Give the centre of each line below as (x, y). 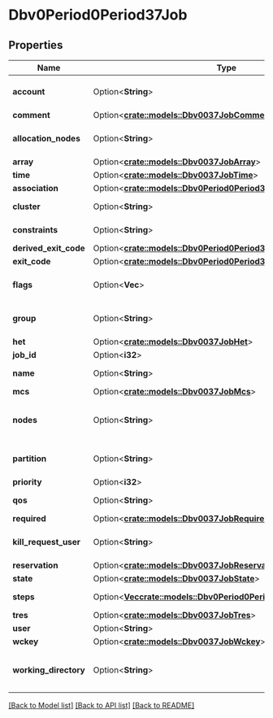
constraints (35, 230)
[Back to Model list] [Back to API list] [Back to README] (102, 705)
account (29, 91)
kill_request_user (47, 542)
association (36, 188)
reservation (35, 565)
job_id (24, 355)
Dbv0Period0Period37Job (98, 15)
